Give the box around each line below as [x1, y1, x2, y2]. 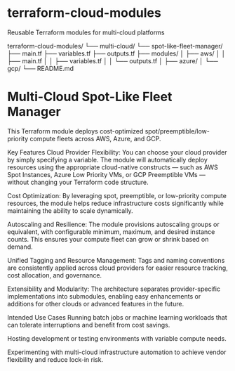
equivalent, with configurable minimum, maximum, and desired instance [7, 227, 215, 236]
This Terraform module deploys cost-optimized [7, 126, 144, 135]
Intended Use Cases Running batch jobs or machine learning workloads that [7, 313, 227, 321]
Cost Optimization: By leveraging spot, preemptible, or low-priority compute [7, 191, 227, 200]
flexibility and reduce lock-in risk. [7, 355, 104, 363]
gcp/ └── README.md [7, 64, 74, 72]
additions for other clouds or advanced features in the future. [7, 299, 184, 308]
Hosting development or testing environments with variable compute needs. [7, 334, 227, 342]
